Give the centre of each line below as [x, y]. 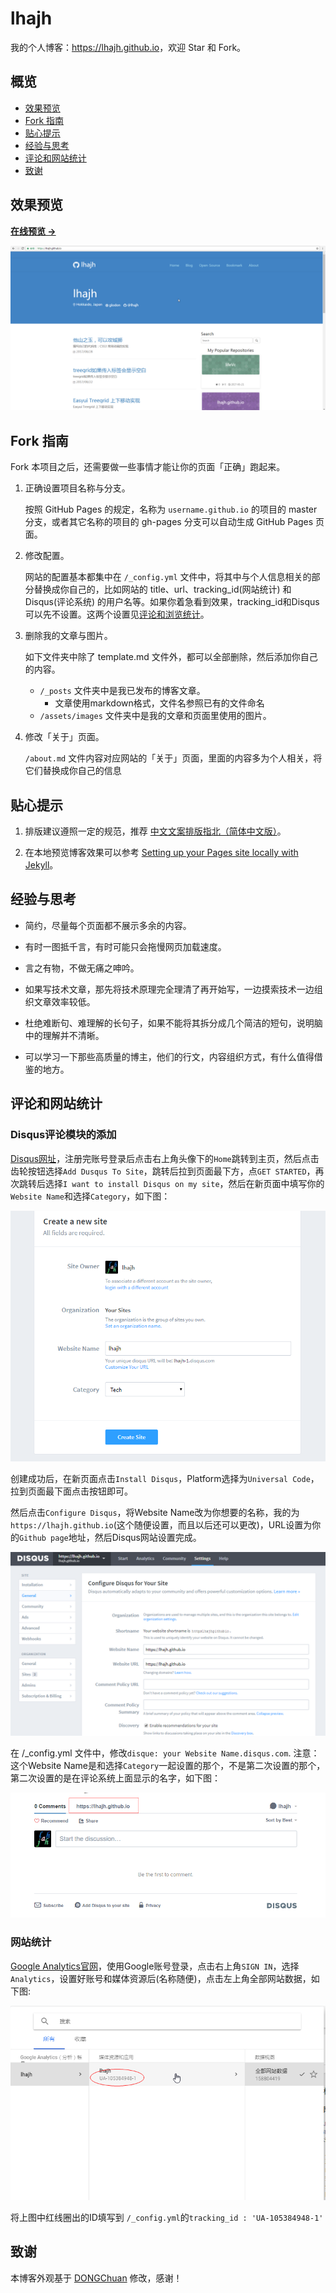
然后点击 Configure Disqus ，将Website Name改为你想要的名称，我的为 [155, 1512]
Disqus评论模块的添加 [63, 1135]
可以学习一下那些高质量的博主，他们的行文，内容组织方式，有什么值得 [169, 1056]
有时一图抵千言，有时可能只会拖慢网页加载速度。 [125, 946]
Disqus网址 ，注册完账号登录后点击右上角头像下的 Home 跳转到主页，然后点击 [165, 1158]
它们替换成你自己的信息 [73, 771]
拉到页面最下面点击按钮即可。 [71, 1491]
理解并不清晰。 [73, 1035]
